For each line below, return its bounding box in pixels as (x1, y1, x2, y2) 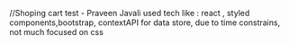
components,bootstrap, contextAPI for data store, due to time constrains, (9, 17, 281, 28)
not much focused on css (9, 27, 104, 37)
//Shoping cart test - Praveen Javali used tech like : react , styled (9, 8, 250, 18)
